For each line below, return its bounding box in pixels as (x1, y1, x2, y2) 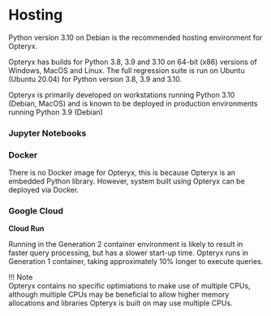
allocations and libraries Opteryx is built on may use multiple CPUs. (8, 298, 233, 308)
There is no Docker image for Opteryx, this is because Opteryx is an (8, 168, 236, 178)
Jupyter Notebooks (8, 128, 87, 139)
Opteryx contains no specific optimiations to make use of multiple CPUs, (8, 281, 251, 291)
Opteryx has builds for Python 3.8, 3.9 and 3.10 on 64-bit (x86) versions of (8, 57, 257, 67)
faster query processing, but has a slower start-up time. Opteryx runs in (8, 248, 249, 258)
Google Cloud (8, 206, 63, 217)
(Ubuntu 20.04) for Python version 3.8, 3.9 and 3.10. (8, 74, 183, 84)
